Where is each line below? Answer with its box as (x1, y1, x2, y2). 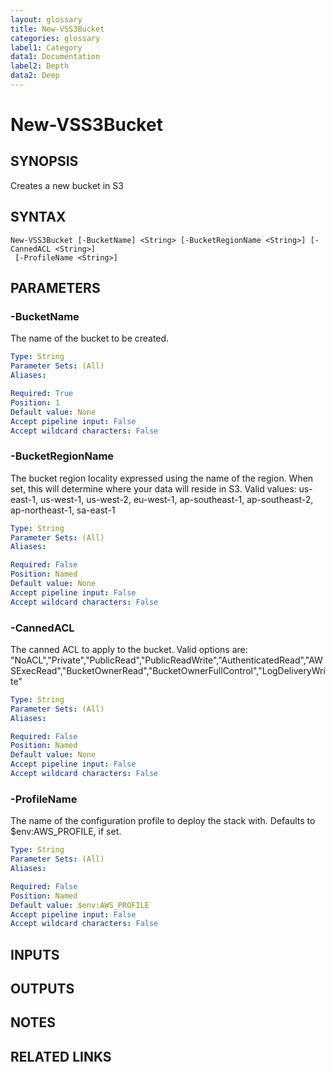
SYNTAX (10, 209, 67, 226)
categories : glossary (10, 33, 101, 43)
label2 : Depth (10, 61, 70, 71)
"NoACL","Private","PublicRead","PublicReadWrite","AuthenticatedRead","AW (10, 654, 323, 666)
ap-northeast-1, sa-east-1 (10, 504, 116, 516)
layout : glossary (10, 14, 83, 25)
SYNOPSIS (10, 153, 79, 170)
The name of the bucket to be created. (10, 332, 170, 345)
